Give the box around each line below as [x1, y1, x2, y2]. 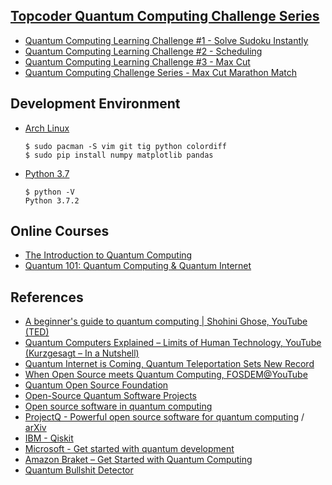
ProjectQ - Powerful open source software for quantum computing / [24, 411, 305, 423]
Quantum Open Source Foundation [24, 379, 169, 391]
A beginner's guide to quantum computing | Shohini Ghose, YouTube [24, 315, 308, 328]
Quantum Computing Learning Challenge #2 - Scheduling [24, 45, 263, 57]
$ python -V [24, 187, 75, 197]
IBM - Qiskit [24, 432, 74, 444]
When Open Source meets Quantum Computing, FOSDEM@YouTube [24, 369, 308, 381]
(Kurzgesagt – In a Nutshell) [24, 347, 140, 359]
